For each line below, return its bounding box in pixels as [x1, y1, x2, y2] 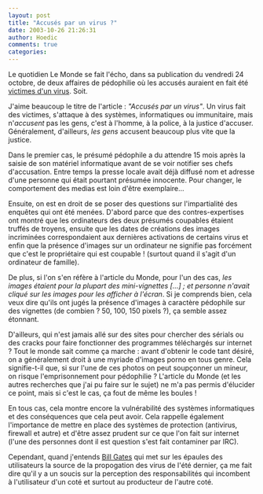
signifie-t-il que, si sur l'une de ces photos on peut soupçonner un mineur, [8, 363, 249, 372]
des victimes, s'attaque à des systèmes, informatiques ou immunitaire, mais [8, 110, 254, 119]
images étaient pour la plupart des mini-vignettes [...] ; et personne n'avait [8, 281, 250, 290]
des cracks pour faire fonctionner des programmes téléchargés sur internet [8, 338, 253, 347]
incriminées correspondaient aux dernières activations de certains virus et [8, 233, 249, 241]
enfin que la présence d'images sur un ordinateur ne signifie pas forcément [8, 241, 253, 250]
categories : [8, 48, 47, 56]
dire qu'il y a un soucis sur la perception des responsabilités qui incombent [8, 469, 250, 478]
